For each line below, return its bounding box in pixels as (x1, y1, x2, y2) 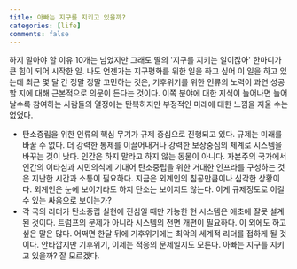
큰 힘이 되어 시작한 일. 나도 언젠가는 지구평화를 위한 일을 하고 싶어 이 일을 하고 (9, 65, 278, 76)
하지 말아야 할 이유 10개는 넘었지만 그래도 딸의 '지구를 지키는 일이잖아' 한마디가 (9, 55, 282, 65)
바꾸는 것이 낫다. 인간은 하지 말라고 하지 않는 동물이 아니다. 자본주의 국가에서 (21, 151, 287, 162)
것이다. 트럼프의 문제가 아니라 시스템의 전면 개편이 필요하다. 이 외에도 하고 (31, 218, 287, 228)
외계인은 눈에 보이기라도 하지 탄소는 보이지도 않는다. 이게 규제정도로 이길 (34, 184, 285, 195)
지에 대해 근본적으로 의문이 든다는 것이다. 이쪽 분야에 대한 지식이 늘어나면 (18, 88, 272, 98)
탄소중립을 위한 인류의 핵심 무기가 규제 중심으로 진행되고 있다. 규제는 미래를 (21, 129, 283, 140)
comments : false (9, 29, 69, 38)
